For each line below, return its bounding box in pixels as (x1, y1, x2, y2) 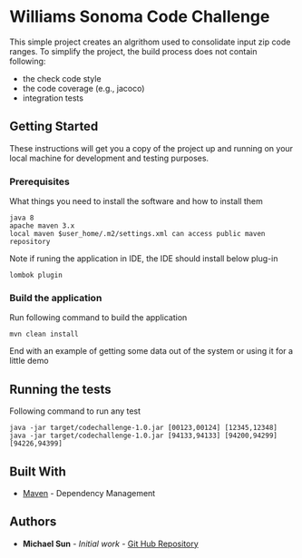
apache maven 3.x (9, 221, 75, 230)
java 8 (9, 213, 34, 223)
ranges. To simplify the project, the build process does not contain (9, 45, 258, 56)
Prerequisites (9, 175, 70, 188)
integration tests (22, 93, 84, 103)
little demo (9, 356, 49, 367)
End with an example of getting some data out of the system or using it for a (9, 346, 293, 357)
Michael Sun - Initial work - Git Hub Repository (22, 538, 200, 549)
